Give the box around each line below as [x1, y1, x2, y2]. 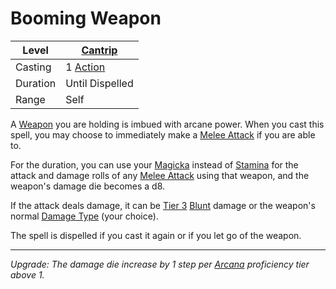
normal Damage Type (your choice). [10, 210, 159, 222]
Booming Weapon [10, 7, 162, 30]
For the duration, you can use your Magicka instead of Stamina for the [10, 158, 299, 171]
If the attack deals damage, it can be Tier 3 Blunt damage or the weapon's [10, 199, 316, 211]
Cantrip [81, 43, 118, 57]
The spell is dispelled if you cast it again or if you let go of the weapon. [10, 229, 302, 241]
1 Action [65, 60, 106, 74]
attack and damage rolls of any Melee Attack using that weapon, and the [10, 169, 310, 181]
